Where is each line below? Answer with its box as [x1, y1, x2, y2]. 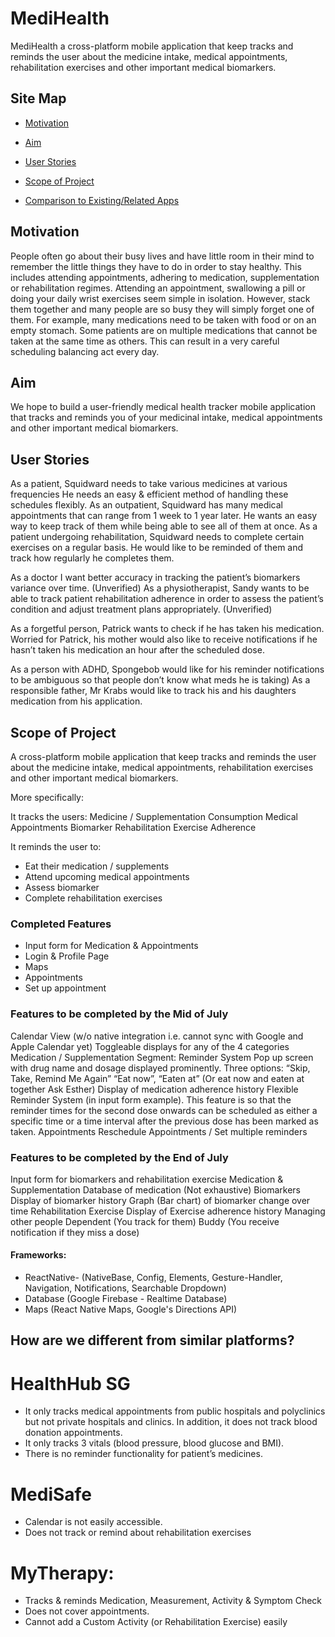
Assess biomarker [24, 882, 100, 893]
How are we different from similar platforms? [10, 1332, 295, 1349]
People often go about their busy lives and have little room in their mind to [10, 250, 315, 262]
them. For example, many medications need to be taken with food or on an [10, 313, 317, 326]
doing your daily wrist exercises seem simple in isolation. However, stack [10, 292, 311, 304]
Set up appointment [24, 982, 107, 994]
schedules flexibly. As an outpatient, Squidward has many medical [10, 499, 284, 511]
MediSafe [10, 1483, 92, 1506]
